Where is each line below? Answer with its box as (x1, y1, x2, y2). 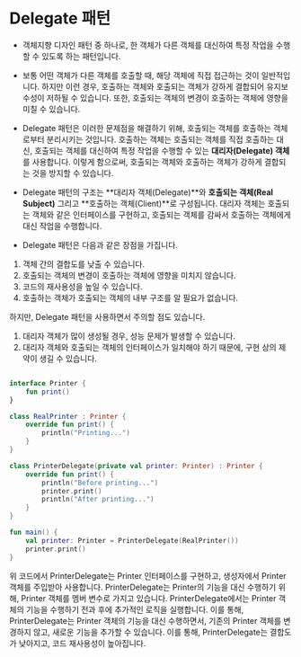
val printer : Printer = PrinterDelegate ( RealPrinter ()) (25, 536, 240, 545)
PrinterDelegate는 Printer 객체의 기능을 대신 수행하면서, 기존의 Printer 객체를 (9, 615, 281, 626)
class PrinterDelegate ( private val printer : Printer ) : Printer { (9, 461, 263, 470)
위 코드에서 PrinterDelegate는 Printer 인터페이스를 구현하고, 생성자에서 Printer (9, 570, 287, 581)
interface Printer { (9, 378, 87, 387)
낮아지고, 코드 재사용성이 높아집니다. (18, 637, 146, 648)
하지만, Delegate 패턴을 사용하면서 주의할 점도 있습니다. (9, 311, 206, 322)
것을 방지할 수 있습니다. (31, 167, 114, 178)
